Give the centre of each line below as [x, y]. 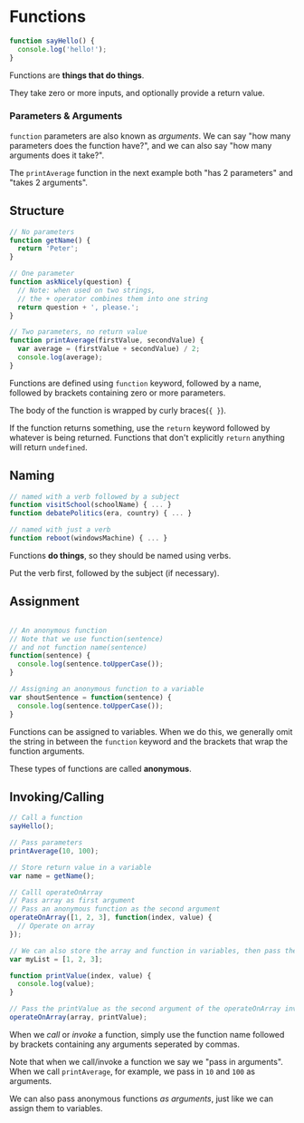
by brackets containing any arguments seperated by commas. [124, 1044]
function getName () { [50, 240]
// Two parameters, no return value [78, 332]
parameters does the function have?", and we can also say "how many [141, 145]
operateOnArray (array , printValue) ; [78, 1018]
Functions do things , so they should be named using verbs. [120, 555]
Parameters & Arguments [66, 116]
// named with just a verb [60, 530]
